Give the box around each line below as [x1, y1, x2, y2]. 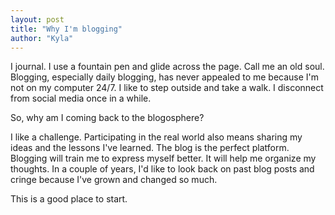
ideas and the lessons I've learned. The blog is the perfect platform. [10, 142, 290, 154]
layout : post [10, 14, 65, 25]
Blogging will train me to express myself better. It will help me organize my [10, 152, 317, 165]
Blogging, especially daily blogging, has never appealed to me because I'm [10, 71, 320, 83]
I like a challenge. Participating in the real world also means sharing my [10, 131, 303, 143]
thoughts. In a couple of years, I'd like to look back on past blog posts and [10, 163, 315, 175]
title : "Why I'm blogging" [10, 24, 123, 34]
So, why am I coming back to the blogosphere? [10, 112, 205, 124]
